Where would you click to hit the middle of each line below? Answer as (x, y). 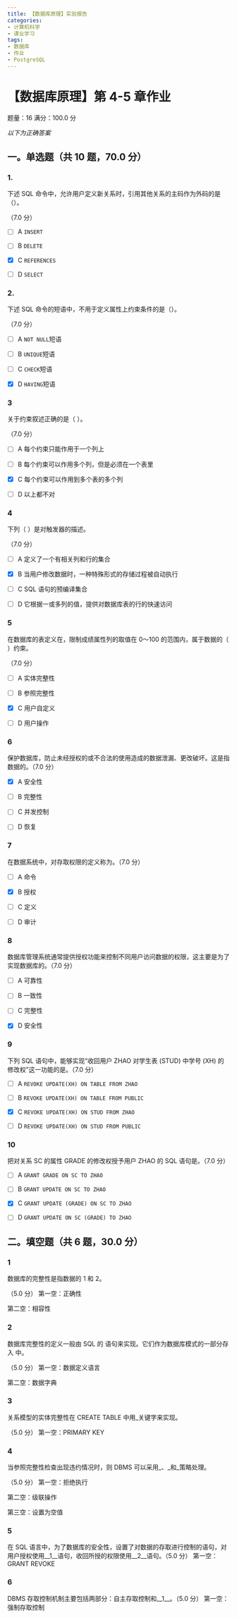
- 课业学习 (21, 34)
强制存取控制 (26, 1607)
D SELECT (30, 274)
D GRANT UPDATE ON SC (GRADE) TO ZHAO (74, 1217)
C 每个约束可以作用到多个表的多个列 (70, 479)
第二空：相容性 (29, 1308)
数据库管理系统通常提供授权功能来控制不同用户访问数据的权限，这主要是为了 (119, 957)
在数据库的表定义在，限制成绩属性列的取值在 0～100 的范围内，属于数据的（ (118, 639)
